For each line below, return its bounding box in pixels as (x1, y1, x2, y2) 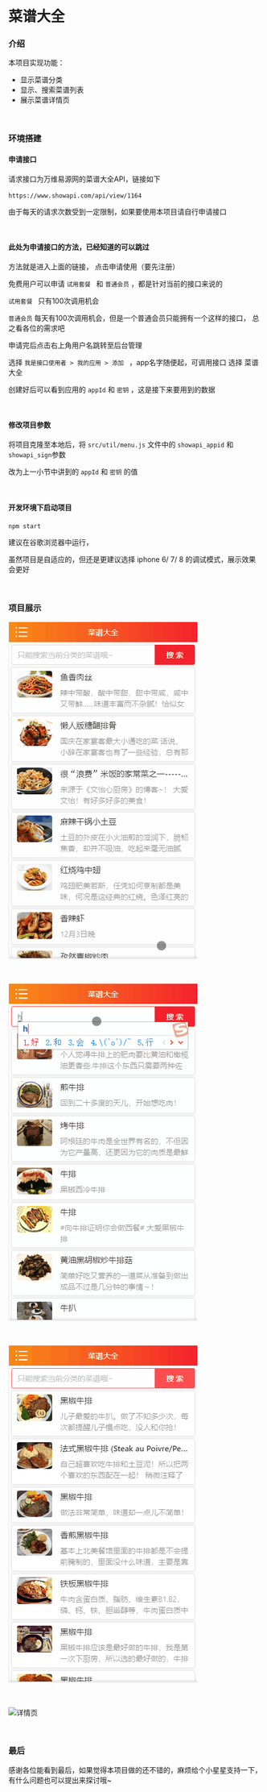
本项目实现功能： (8, 58, 65, 68)
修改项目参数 (8, 420, 51, 430)
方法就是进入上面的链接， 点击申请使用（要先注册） (8, 261, 179, 271)
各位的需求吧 (22, 323, 65, 333)
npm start (8, 522, 42, 530)
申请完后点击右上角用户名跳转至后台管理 (8, 340, 142, 350)
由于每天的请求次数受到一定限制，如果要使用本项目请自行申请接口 (8, 206, 227, 216)
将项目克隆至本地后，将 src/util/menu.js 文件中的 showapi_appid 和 (8, 440, 234, 450)
